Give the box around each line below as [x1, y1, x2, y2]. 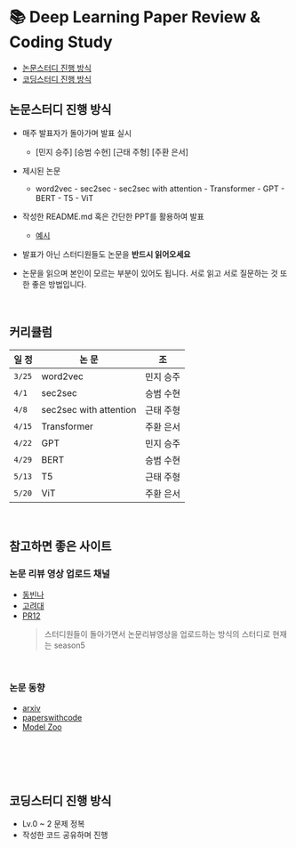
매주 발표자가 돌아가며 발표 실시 [21, 127, 132, 138]
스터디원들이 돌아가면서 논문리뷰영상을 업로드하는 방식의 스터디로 [44, 629, 271, 640]
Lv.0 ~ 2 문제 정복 [21, 819, 85, 829]
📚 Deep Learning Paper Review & [9, 7, 260, 28]
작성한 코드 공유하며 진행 [21, 829, 108, 841]
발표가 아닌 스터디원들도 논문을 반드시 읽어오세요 [21, 248, 191, 259]
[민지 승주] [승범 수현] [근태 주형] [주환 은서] [35, 146, 189, 157]
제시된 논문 [21, 166, 61, 176]
